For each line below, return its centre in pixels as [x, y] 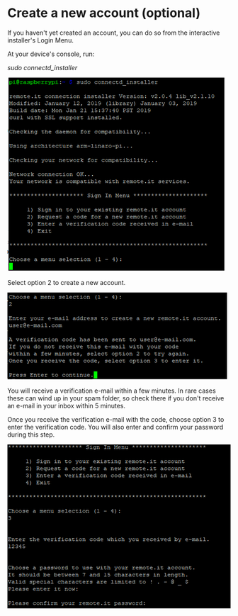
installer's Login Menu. [41, 40]
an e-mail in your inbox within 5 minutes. [67, 405]
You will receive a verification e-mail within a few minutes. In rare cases [112, 391]
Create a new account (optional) [104, 13]
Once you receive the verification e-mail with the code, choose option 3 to [116, 419]
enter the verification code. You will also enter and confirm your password [115, 427]
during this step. [31, 435]
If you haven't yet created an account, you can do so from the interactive [114, 33]
